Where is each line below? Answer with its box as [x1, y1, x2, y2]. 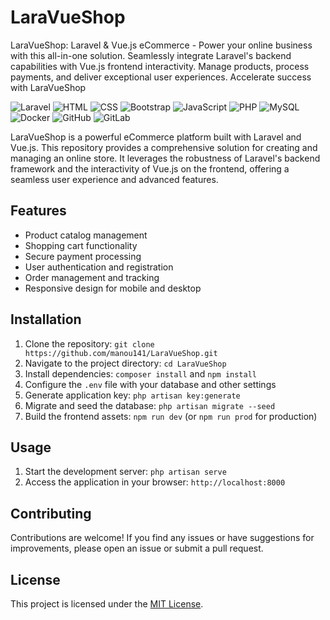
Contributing [10, 505, 92, 522]
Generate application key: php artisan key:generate [24, 389, 241, 401]
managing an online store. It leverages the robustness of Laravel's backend [10, 152, 321, 164]
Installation [10, 311, 82, 328]
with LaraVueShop [10, 81, 87, 93]
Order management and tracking [24, 271, 160, 283]
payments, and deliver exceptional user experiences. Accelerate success [10, 71, 312, 83]
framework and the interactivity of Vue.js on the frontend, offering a [10, 162, 290, 175]
